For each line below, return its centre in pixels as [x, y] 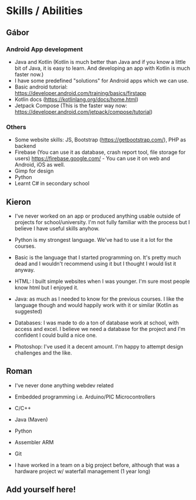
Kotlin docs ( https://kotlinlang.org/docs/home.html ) [77, 99]
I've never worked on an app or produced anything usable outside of [97, 216]
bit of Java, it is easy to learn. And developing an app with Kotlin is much [102, 68]
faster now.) [29, 74]
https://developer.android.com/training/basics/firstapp [80, 93]
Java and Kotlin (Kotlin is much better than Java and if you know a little [100, 62]
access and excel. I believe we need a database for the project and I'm [100, 329]
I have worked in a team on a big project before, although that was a [97, 465]
